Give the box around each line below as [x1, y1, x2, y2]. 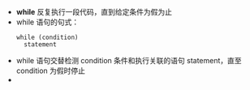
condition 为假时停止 [15, 66, 85, 75]
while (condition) [15, 33, 79, 41]
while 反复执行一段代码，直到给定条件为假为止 [15, 7, 173, 16]
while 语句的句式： [15, 17, 80, 27]
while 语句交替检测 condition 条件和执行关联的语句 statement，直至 [15, 56, 242, 65]
